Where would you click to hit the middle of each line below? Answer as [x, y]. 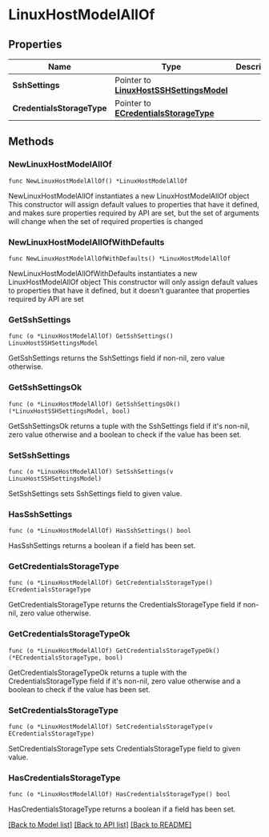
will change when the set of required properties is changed [106, 221]
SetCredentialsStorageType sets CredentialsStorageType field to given [124, 749]
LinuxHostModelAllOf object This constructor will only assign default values [133, 282]
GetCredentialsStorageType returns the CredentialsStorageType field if [125, 605]
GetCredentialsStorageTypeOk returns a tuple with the [98, 672]
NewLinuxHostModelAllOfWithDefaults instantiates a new [103, 273]
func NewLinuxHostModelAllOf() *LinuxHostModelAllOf [98, 181]
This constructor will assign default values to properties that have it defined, [134, 204]
